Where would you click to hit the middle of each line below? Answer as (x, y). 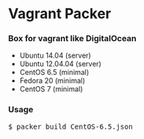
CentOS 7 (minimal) (51, 89)
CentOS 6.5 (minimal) (54, 73)
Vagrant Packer (60, 14)
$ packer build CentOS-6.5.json (70, 126)
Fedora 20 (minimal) (52, 81)
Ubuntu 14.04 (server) (55, 55)
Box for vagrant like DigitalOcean (72, 39)
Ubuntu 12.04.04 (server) (61, 64)
